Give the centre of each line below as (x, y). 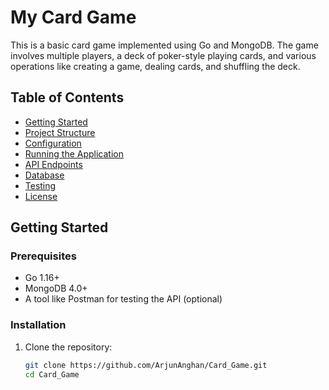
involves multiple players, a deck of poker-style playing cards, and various (163, 55)
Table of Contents (67, 97)
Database (44, 175)
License (41, 196)
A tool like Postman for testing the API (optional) (123, 299)
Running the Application (74, 153)
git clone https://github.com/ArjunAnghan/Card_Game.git (146, 365)
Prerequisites (43, 256)
